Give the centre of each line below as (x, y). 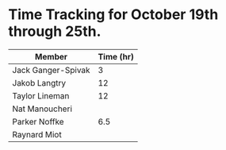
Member (51, 56)
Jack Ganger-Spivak (51, 70)
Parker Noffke (38, 121)
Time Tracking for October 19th (113, 15)
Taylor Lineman (41, 95)
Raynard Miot (37, 134)
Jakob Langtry (39, 83)
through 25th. (55, 31)
